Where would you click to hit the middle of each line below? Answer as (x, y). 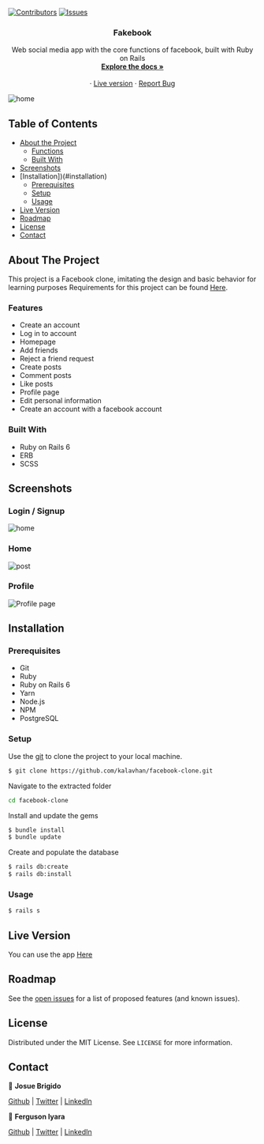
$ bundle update (35, 837)
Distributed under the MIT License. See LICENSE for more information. (120, 1042)
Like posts (36, 384)
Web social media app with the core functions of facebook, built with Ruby (132, 50)
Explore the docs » (132, 66)
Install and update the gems (53, 815)
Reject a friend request (57, 359)
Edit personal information (61, 401)
